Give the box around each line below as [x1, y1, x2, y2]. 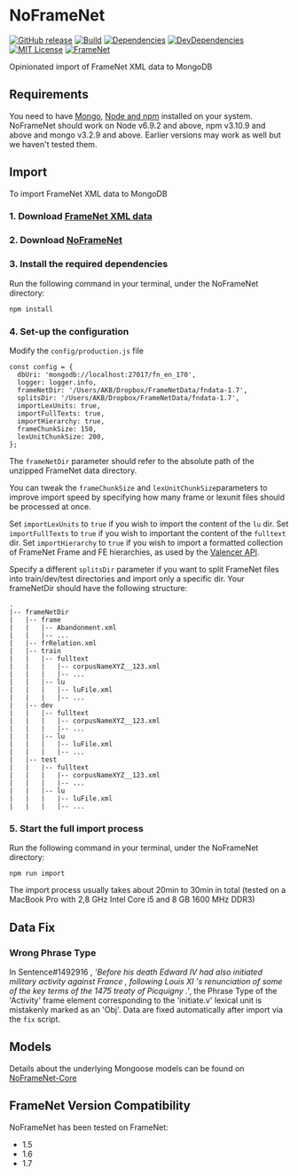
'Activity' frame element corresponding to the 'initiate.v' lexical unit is [9, 995, 263, 1006]
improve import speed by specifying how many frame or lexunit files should [9, 492, 286, 502]
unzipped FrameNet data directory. [9, 465, 137, 476]
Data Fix [9, 919, 56, 935]
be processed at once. [9, 501, 91, 511]
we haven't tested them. [9, 138, 98, 149]
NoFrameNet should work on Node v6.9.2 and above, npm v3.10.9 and [9, 120, 266, 130]
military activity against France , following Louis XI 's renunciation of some [9, 975, 283, 986]
